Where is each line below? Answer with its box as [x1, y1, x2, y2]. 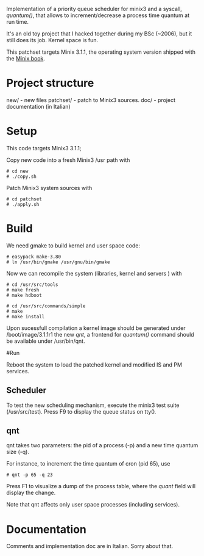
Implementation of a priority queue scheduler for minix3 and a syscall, [6, 5, 183, 12]
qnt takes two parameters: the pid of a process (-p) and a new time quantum [6, 442, 199, 449]
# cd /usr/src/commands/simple [6, 302, 86, 309]
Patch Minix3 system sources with [6, 184, 93, 191]
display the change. [6, 489, 56, 497]
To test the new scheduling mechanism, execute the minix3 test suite [6, 401, 180, 409]
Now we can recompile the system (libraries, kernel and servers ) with [6, 269, 182, 277]
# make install [6, 313, 45, 320]
